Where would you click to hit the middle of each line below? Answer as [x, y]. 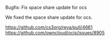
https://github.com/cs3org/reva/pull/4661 [49, 27]
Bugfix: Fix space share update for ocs [46, 7]
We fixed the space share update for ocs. [49, 17]
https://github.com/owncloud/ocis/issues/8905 [55, 33]
